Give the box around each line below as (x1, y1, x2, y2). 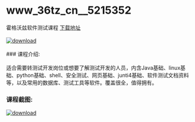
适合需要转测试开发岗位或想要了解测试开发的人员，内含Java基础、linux (6, 64, 181, 71)
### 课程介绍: (6, 50, 40, 57)
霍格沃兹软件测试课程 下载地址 (6, 24, 81, 31)
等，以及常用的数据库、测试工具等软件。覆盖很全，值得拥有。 (6, 79, 158, 86)
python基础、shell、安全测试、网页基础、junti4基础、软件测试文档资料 (16, 71, 189, 79)
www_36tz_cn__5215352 (6, 4, 132, 17)
